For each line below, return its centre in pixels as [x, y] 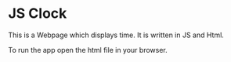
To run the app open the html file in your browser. [88, 50]
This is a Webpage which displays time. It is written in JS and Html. [116, 35]
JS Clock [38, 14]
